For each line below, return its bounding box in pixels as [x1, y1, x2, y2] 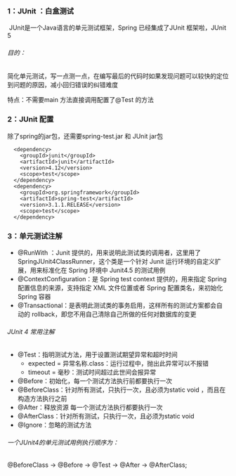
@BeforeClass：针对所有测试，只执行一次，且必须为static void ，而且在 [17, 385, 226, 394]
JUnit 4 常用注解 [7, 327, 55, 335]
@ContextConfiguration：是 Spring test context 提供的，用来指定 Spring [17, 275, 227, 283]
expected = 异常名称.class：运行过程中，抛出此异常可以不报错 [27, 359, 209, 368]
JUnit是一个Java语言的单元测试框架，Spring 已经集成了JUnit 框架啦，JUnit [8, 23, 227, 32]
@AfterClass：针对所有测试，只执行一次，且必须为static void [17, 412, 195, 420]
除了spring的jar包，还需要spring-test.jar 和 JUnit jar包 [7, 131, 164, 140]
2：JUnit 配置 [7, 115, 54, 124]
